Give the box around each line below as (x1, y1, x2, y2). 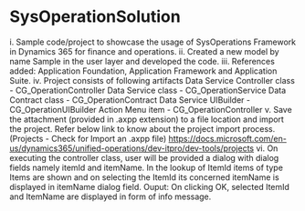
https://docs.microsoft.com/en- (168, 133, 288, 144)
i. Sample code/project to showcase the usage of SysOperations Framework (9, 36, 297, 47)
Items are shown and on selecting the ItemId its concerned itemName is (9, 171, 280, 183)
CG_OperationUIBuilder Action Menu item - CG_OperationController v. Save (9, 104, 292, 115)
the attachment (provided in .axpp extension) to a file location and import (9, 114, 285, 125)
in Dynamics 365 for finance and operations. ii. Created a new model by (9, 45, 280, 56)
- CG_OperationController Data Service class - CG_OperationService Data (9, 85, 287, 95)
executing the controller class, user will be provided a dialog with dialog (9, 152, 279, 163)
